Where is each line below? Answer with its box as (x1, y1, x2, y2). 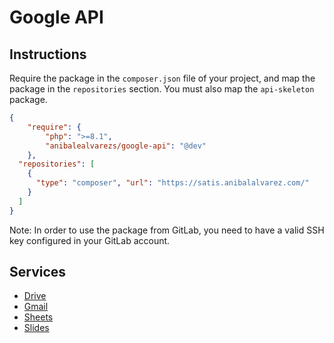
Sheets (23, 311, 54, 323)
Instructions (9, 46, 87, 63)
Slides (23, 322, 50, 334)
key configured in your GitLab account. (9, 234, 171, 246)
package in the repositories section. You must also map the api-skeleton (9, 83, 315, 95)
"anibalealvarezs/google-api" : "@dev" (45, 141, 207, 151)
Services (9, 264, 67, 281)
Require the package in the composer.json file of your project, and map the (9, 72, 316, 84)
